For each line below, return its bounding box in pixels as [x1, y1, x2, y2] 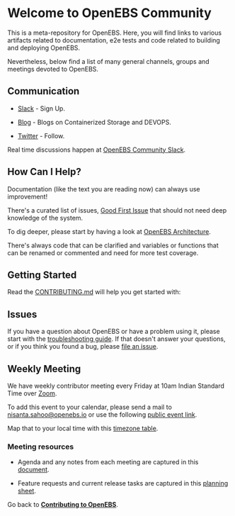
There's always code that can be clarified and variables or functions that [7, 241, 219, 249]
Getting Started [7, 269, 77, 281]
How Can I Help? [7, 166, 81, 178]
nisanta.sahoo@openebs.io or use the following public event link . [7, 410, 197, 419]
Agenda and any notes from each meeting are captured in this [17, 458, 199, 466]
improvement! [7, 192, 48, 201]
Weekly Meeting [7, 363, 81, 375]
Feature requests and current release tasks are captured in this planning [17, 479, 229, 488]
